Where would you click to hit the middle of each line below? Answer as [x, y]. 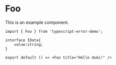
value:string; [29, 44]
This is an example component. [37, 22]
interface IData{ [23, 40]
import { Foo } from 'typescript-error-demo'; [54, 31]
